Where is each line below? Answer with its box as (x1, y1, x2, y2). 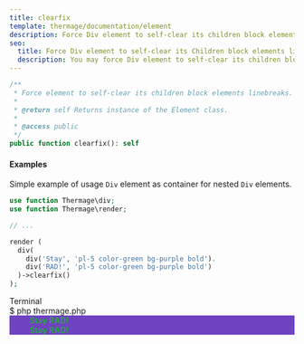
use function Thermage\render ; (9, 205, 128, 214)
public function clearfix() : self (9, 139, 140, 148)
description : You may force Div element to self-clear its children (17, 55, 281, 64)
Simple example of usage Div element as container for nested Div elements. (9, 178, 292, 190)
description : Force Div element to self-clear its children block (9, 30, 265, 39)
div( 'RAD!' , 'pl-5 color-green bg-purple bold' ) (25, 263, 213, 272)
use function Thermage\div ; (9, 196, 116, 205)
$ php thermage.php (9, 305, 87, 317)
